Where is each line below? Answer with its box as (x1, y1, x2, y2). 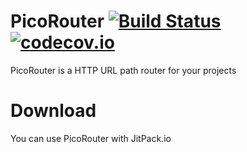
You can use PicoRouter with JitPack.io (10, 132, 172, 144)
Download (10, 100, 97, 122)
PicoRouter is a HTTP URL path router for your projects (10, 64, 237, 76)
